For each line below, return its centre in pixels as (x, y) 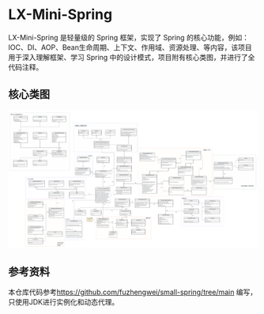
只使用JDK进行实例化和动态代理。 (64, 302)
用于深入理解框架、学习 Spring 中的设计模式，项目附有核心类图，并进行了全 (132, 57)
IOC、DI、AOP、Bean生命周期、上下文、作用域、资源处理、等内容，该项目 (130, 47)
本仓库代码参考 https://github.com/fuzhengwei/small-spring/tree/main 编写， (133, 292)
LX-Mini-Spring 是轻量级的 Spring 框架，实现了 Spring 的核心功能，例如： (128, 37)
